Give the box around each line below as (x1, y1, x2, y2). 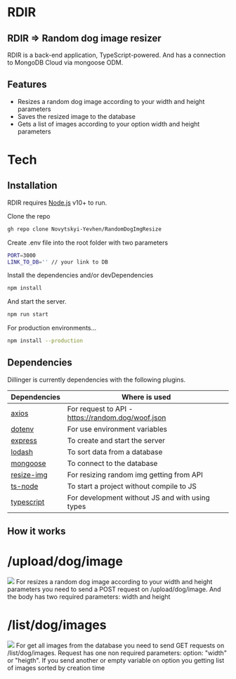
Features (7, 79, 47, 91)
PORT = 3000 (7, 252, 37, 259)
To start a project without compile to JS (67, 481, 197, 491)
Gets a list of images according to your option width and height (17, 119, 200, 128)
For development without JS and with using (67, 493, 211, 503)
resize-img (11, 470, 48, 479)
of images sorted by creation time (7, 664, 105, 672)
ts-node (11, 481, 39, 491)
